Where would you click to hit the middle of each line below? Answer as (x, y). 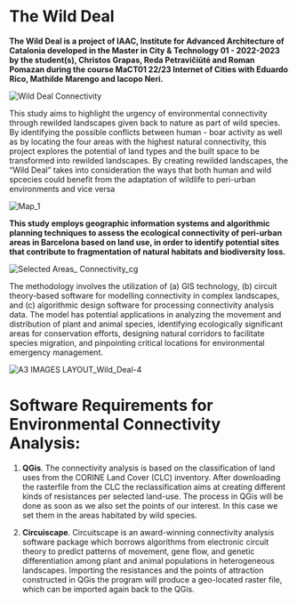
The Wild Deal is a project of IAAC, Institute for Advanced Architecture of (147, 41)
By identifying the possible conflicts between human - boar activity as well (146, 132)
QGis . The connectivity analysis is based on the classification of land (148, 468)
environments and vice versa (62, 189)
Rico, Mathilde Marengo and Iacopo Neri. (86, 78)
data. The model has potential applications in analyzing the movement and (145, 314)
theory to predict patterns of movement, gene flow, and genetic (138, 551)
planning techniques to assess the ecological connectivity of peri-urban (146, 232)
